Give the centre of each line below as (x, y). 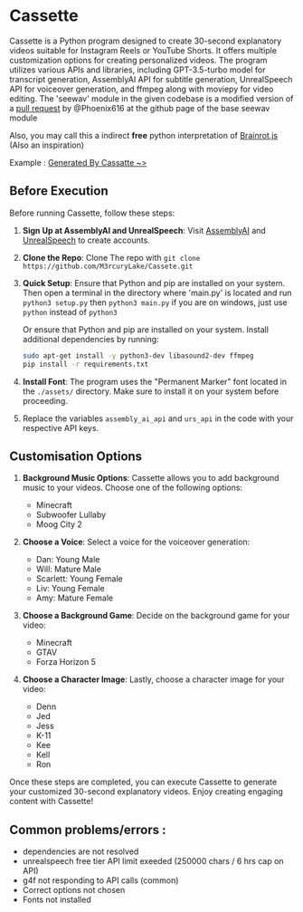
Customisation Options (76, 456)
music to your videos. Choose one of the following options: (132, 488)
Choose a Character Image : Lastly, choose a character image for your (153, 679)
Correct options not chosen (74, 890)
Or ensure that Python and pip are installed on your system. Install (146, 329)
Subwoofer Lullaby (71, 515)
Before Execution (59, 191)
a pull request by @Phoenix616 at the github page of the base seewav (140, 108)
